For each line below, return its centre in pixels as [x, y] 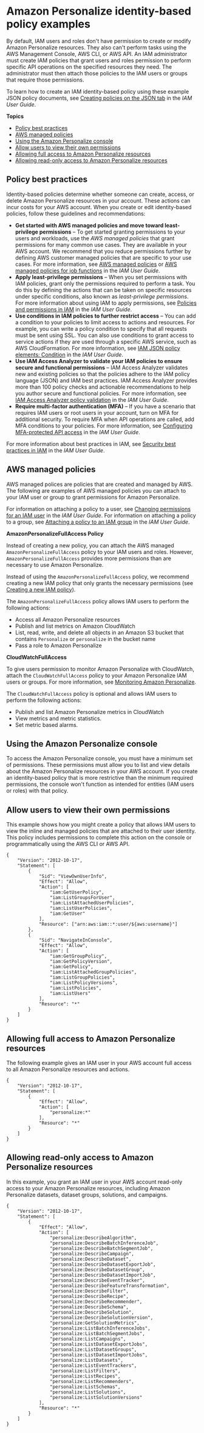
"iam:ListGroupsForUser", [82, 898]
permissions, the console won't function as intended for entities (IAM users [100, 784]
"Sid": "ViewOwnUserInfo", [73, 876]
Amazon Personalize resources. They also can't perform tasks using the [97, 47]
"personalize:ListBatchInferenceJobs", [100, 1328]
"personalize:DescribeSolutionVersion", [101, 1317]
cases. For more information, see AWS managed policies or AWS [96, 264]
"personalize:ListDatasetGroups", [93, 1349]
